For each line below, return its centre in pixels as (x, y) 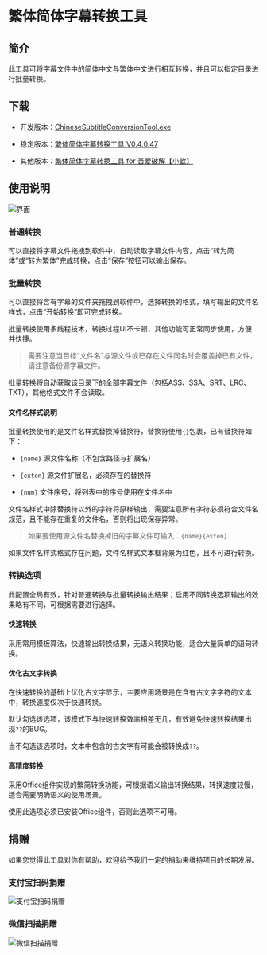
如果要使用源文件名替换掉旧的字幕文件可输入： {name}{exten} (128, 536)
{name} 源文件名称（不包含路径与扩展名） (87, 458)
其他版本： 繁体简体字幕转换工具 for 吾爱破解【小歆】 (106, 161)
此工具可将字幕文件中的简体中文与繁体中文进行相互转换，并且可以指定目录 (130, 69)
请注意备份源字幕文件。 (66, 366)
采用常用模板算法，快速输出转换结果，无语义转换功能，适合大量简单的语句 (130, 643)
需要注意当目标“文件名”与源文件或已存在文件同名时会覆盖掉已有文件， (142, 356)
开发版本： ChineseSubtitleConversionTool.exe (95, 127)
